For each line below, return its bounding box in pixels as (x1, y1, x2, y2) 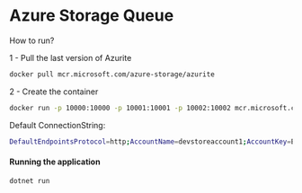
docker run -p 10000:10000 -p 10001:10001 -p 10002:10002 (9, 103, 231, 112)
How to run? (9, 35, 55, 46)
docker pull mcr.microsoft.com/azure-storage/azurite (9, 69, 216, 79)
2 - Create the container (9, 86, 99, 97)
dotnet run (9, 176, 50, 185)
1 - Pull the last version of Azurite (9, 52, 132, 63)
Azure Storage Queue (9, 5, 174, 26)
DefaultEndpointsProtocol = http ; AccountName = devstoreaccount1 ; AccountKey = (9, 136, 292, 146)
